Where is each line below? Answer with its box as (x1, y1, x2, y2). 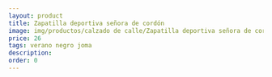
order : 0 (8, 57, 38, 65)
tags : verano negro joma (8, 42, 92, 50)
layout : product (8, 11, 63, 20)
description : (8, 49, 53, 57)
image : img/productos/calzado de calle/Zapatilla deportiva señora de (8, 26, 252, 34)
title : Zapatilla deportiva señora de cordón (8, 19, 164, 27)
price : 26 (8, 34, 42, 43)
